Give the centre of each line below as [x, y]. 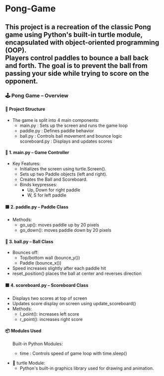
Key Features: [26, 163]
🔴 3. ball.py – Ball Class [29, 241]
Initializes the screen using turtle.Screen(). [63, 168]
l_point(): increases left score [49, 314]
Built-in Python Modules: [37, 344]
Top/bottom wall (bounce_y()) [50, 258]
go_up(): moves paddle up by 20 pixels [59, 225]
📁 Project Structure [25, 109]
